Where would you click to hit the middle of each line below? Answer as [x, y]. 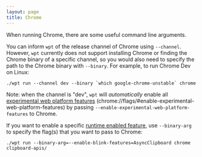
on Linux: [18, 72]
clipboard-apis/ [27, 148]
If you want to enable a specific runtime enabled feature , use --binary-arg [99, 125]
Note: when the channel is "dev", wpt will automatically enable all [87, 94]
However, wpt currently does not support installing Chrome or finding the [97, 53]
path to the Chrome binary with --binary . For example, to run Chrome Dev [99, 66]
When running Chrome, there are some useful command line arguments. [96, 34]
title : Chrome [24, 18]
